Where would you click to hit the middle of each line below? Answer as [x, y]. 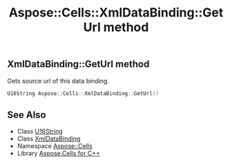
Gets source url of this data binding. [58, 81]
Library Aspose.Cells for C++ [58, 154]
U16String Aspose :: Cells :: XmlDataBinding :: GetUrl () [83, 93]
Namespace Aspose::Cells [55, 146]
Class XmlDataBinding [49, 139]
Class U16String [40, 132]
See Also [27, 115]
